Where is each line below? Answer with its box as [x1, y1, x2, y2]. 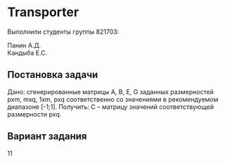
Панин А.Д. [7, 41, 41, 49]
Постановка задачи [7, 69, 98, 81]
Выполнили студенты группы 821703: [7, 27, 120, 36]
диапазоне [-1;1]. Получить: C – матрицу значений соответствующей [7, 103, 214, 111]
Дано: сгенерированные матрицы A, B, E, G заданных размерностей [7, 87, 214, 96]
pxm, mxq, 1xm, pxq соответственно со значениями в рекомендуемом [7, 95, 219, 103]
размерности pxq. [7, 110, 62, 118]
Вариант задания [7, 131, 87, 143]
